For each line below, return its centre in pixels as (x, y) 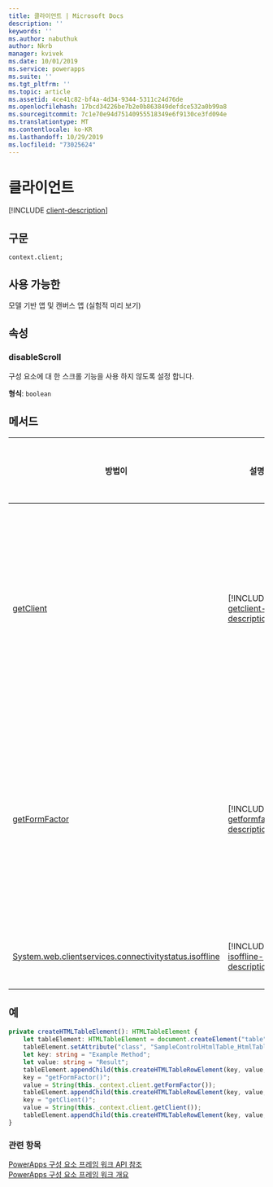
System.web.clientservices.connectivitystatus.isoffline (116, 956)
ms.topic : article (39, 92)
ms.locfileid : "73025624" (52, 145)
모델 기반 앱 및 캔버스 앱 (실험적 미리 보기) (75, 305)
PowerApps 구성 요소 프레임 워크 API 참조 (75, 1164)
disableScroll (35, 357)
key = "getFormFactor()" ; (67, 1077)
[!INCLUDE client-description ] (58, 210)
